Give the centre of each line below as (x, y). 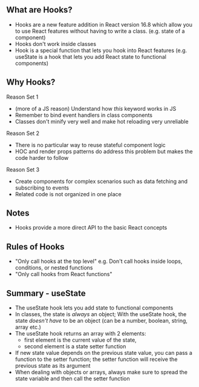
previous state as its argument (53, 366)
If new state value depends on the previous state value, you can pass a (103, 353)
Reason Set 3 (23, 170)
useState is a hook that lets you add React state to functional (90, 56)
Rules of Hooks (35, 247)
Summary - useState (46, 293)
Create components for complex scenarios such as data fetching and (101, 181)
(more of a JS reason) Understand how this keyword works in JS (96, 108)
